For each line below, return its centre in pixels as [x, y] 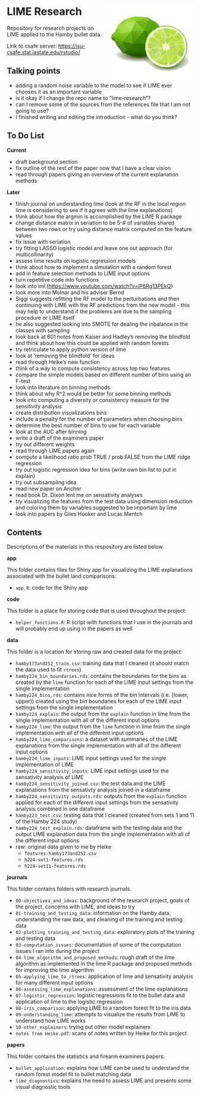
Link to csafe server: [32, 46]
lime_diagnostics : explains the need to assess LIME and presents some [103, 1081]
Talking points [34, 71]
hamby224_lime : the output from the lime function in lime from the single [103, 727]
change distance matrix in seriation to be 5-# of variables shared [95, 223]
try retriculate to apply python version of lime [71, 349]
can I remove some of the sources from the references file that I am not [103, 104]
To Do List [26, 136]
